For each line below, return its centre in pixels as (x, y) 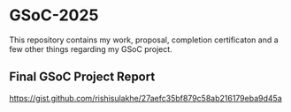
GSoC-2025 (54, 15)
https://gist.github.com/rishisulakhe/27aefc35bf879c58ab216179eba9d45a (145, 98)
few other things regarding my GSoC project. (91, 49)
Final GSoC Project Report (82, 77)
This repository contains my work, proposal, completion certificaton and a (144, 40)
